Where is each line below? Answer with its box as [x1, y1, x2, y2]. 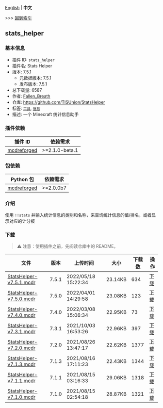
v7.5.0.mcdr [7, 295, 35, 302]
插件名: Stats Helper [12, 63, 52, 68]
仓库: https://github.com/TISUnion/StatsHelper [12, 99, 105, 105]
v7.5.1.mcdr [7, 279, 35, 286]
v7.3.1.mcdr [7, 328, 35, 335]
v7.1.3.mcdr [7, 361, 35, 368]
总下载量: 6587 [12, 87, 42, 93]
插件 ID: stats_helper [12, 57, 55, 63]
